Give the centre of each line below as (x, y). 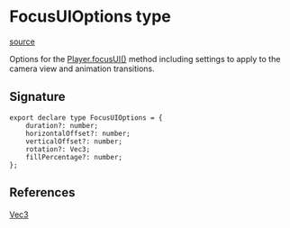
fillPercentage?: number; (74, 157)
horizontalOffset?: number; (78, 133)
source (23, 41)
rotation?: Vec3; (58, 149)
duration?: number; (62, 125)
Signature (37, 97)
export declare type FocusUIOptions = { (86, 118)
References (42, 192)
